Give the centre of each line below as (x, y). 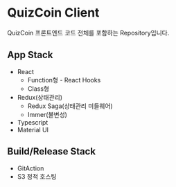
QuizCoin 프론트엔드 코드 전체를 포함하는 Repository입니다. (88, 33)
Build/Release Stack (51, 151)
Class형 (38, 89)
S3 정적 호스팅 (37, 176)
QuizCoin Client (53, 13)
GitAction (30, 168)
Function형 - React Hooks (64, 80)
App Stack (30, 55)
